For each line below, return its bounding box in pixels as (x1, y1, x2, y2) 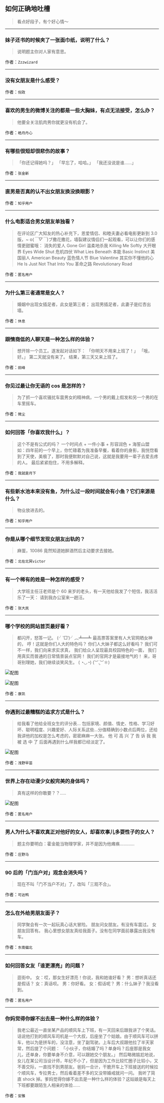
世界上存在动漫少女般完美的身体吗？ (5, 778, 90, 785)
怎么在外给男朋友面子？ (5, 910, 60, 916)
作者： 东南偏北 (5, 944, 33, 950)
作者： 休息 (5, 318, 25, 324)
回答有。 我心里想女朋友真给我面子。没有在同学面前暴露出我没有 (25, 928, 155, 934)
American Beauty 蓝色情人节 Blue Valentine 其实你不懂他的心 (31, 255, 154, 260)
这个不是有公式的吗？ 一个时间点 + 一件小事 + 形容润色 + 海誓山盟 (17, 441, 150, 447)
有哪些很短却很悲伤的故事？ (5, 147, 70, 154)
